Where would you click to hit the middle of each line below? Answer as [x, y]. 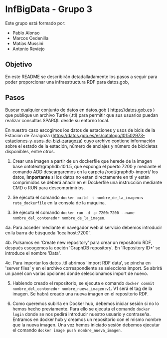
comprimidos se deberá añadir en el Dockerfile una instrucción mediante [87, 182]
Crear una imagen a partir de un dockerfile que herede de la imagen [82, 161]
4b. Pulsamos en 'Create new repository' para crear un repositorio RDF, [79, 242]
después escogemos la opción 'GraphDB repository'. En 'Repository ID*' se [83, 248]
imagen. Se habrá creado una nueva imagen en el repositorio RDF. [80, 293]
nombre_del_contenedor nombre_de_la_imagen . [59, 218]
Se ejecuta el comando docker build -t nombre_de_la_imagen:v [78, 197]
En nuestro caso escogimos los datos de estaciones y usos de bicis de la [80, 130]
